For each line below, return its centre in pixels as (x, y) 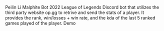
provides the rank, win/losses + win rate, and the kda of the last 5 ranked (80, 18)
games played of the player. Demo (40, 23)
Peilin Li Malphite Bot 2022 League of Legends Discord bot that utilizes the (82, 7)
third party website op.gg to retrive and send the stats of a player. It (75, 12)
